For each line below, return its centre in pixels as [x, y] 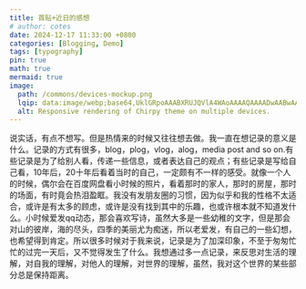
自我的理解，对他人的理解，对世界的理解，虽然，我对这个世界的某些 [161, 263]
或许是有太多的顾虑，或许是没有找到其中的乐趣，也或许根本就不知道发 [157, 207]
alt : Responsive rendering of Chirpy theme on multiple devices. [144, 111]
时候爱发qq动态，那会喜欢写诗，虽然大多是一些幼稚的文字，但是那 [158, 218]
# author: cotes [40, 26]
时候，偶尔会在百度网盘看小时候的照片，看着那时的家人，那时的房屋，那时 [157, 184]
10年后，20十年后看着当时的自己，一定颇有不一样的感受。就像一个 [158, 172]
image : [22, 86]
